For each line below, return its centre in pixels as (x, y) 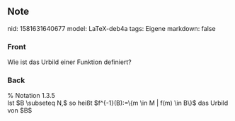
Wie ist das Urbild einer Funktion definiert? (70, 62)
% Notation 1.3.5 (31, 96)
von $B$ (20, 110)
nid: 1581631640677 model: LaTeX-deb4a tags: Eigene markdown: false (111, 28)
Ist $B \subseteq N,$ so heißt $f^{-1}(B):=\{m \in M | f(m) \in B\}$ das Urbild (118, 103)
